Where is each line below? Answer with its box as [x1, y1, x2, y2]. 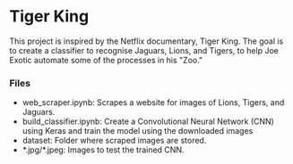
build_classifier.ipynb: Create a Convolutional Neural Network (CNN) [22, 116, 275, 127]
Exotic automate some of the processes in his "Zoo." [9, 54, 203, 65]
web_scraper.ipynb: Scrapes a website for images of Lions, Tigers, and [22, 97, 285, 108]
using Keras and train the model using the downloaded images [22, 126, 254, 136]
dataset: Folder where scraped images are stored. [22, 135, 207, 146]
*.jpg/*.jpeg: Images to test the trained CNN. [22, 144, 185, 155]
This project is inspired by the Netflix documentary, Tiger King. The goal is [9, 36, 284, 46]
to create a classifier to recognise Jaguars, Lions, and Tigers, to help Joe [9, 45, 280, 55]
